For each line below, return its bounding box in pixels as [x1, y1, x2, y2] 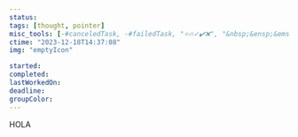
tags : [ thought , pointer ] [9, 21, 105, 30]
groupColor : [9, 95, 53, 103]
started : [9, 62, 42, 71]
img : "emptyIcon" [9, 46, 74, 55]
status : [9, 12, 38, 22]
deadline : [9, 86, 46, 95]
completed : [9, 70, 50, 80]
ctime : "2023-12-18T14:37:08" [9, 37, 122, 47]
